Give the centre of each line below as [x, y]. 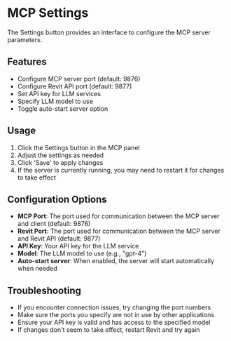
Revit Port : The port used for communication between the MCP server [119, 231]
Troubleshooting [44, 290]
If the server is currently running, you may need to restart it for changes [121, 170]
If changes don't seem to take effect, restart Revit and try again [109, 330]
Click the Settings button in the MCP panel [78, 147]
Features [27, 62]
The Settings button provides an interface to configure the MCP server [109, 32]
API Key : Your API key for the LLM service [78, 246]
